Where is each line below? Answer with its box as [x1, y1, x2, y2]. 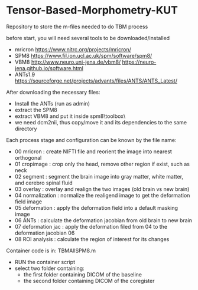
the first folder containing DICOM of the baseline [23, 271, 142, 278]
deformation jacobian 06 [14, 229, 75, 236]
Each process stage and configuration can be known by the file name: [6, 136, 177, 143]
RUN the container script [14, 258, 76, 265]
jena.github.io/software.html [14, 64, 84, 71]
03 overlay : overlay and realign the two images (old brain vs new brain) [14, 185, 190, 192]
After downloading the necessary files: [6, 88, 100, 95]
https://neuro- [122, 58, 157, 65]
